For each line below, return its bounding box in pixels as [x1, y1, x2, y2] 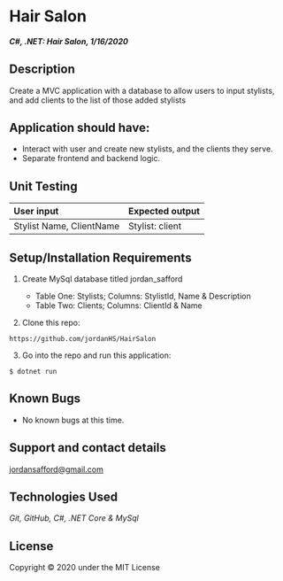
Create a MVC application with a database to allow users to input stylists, [9, 85, 275, 96]
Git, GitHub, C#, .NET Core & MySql [9, 513, 139, 523]
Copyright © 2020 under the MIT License [9, 562, 161, 573]
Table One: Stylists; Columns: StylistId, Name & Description [34, 290, 251, 302]
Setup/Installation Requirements [9, 250, 192, 265]
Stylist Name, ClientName [13, 220, 120, 232]
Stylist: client [127, 220, 182, 232]
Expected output [127, 205, 201, 218]
